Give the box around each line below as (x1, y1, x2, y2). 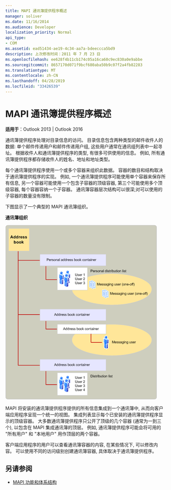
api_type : (5, 35, 27, 40)
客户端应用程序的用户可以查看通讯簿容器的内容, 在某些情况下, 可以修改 (5, 441, 154, 448)
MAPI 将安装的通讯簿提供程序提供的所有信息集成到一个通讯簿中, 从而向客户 (5, 405, 163, 411)
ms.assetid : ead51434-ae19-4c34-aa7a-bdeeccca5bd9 (5, 46, 115, 51)
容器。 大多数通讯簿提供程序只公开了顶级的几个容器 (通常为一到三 (22, 418, 162, 424)
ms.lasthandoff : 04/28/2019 (5, 78, 65, 84)
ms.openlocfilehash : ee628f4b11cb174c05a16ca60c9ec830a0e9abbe (5, 57, 143, 62)
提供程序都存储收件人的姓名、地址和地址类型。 (14, 156, 113, 162)
